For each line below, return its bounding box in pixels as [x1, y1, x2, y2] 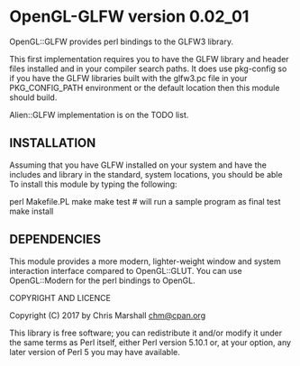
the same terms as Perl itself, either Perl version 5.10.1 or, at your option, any [9, 336, 291, 348]
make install [9, 206, 54, 216]
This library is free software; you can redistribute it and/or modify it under [9, 327, 283, 338]
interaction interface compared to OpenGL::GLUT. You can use [9, 265, 242, 276]
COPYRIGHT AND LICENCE [9, 292, 111, 303]
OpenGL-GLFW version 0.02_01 [9, 6, 250, 27]
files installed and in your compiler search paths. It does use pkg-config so [9, 63, 287, 74]
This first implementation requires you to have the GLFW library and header [9, 53, 290, 64]
